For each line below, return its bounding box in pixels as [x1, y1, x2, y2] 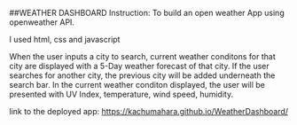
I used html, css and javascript [9, 35, 121, 44]
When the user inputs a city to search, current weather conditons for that [9, 51, 277, 61]
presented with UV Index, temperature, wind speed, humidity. [9, 89, 233, 99]
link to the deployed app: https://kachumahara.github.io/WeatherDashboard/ [9, 106, 289, 116]
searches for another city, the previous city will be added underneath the [9, 70, 276, 81]
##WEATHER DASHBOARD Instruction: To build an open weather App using [9, 8, 285, 18]
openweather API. [9, 17, 75, 27]
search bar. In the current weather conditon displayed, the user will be [9, 80, 266, 90]
